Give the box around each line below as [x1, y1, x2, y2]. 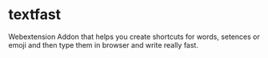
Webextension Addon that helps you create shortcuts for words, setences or [8, 32, 260, 41]
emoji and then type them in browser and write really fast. [8, 40, 198, 49]
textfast [8, 6, 62, 24]
